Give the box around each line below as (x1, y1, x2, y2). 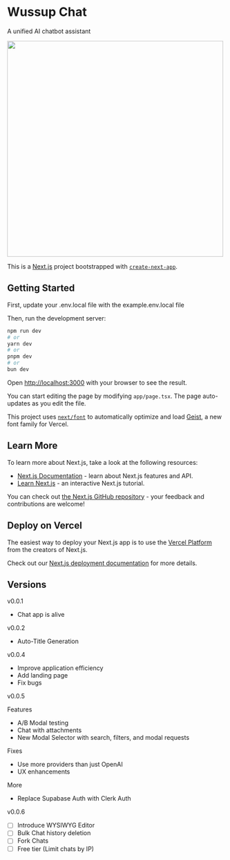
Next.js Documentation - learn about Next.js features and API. (17, 471, 193, 480)
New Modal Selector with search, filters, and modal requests (17, 734, 190, 742)
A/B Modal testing (17, 719, 69, 727)
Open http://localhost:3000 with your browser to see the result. (7, 378, 188, 387)
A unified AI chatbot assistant (7, 27, 91, 35)
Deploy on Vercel (7, 519, 83, 532)
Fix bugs (17, 678, 42, 687)
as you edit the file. (32, 399, 86, 408)
